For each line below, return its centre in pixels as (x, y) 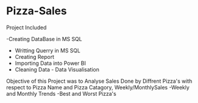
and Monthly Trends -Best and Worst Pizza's (61, 93)
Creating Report (34, 57)
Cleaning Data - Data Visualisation (57, 69)
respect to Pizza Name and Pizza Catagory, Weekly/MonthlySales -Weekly (98, 87)
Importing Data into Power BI (50, 63)
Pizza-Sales (36, 11)
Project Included (26, 27)
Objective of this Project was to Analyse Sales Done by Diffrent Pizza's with (99, 81)
